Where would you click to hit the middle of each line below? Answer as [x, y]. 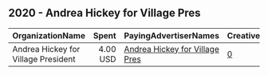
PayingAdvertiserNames [171, 35]
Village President [44, 59]
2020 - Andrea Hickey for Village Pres [104, 13]
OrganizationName [49, 35]
